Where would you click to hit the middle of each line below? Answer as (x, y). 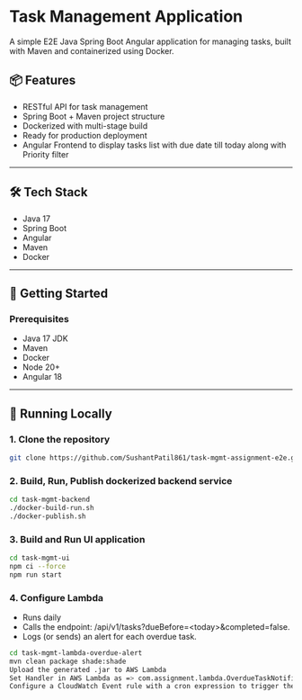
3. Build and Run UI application (77, 539)
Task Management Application (126, 17)
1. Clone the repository (60, 439)
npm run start (36, 574)
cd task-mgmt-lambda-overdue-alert (76, 653)
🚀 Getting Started (59, 293)
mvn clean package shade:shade (68, 661)
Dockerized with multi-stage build (85, 126)
